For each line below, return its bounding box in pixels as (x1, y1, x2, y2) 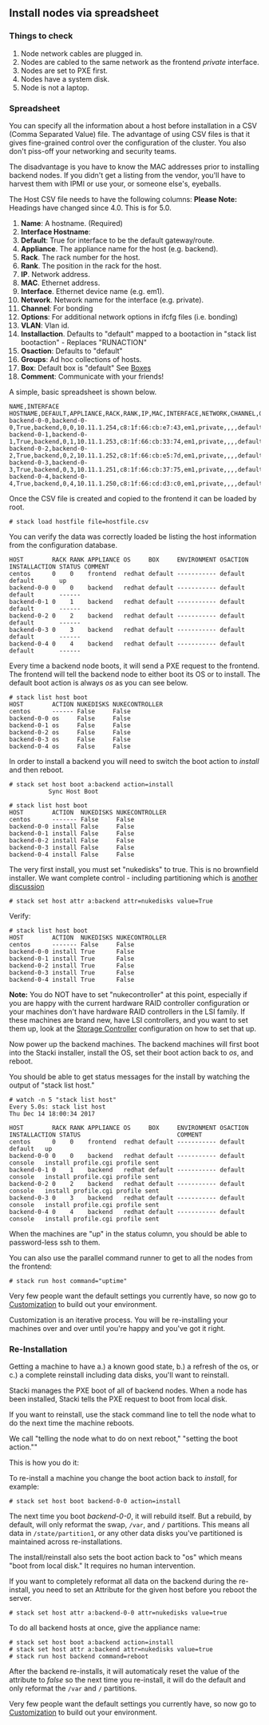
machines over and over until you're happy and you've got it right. (9, 1323, 226, 1333)
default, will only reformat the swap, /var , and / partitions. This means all (9, 1520, 250, 1530)
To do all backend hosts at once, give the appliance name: (9, 1623, 200, 1633)
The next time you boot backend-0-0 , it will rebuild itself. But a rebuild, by (9, 1511, 252, 1521)
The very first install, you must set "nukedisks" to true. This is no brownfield (9, 864, 259, 874)
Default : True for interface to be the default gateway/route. (20, 235, 215, 245)
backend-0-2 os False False (9, 728, 131, 736)
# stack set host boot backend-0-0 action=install (9, 1498, 181, 1506)
